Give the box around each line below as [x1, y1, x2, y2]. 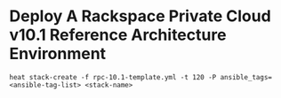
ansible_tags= [220, 72, 273, 81]
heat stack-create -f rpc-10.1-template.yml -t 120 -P [9, 72, 217, 81]
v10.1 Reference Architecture [9, 25, 227, 45]
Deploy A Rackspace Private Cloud [9, 6, 271, 26]
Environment [9, 44, 107, 64]
